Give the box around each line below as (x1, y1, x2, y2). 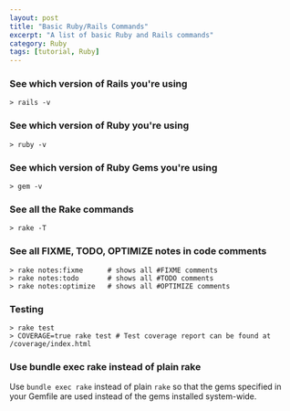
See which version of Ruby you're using (9, 120, 190, 132)
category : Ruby (9, 38, 67, 48)
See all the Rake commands (9, 203, 134, 216)
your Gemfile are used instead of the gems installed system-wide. (9, 391, 257, 402)
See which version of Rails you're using (9, 78, 188, 90)
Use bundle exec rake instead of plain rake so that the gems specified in (9, 381, 282, 393)
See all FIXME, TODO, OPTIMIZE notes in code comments (9, 245, 267, 258)
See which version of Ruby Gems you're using (9, 161, 218, 174)
